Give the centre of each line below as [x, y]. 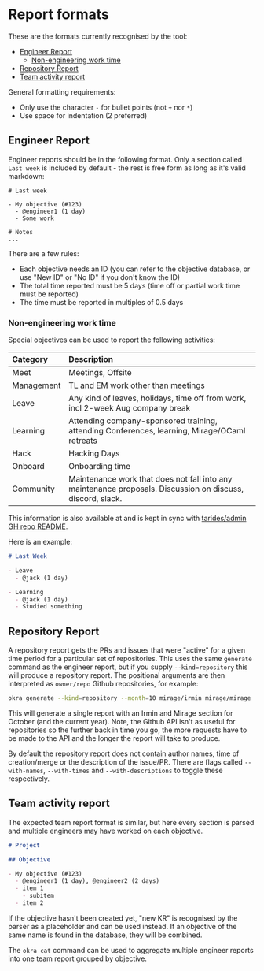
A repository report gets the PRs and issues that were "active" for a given [127, 650]
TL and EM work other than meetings [137, 385]
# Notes [21, 232]
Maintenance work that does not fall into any [151, 479]
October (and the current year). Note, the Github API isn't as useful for [122, 721]
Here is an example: [40, 542]
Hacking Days [94, 453]
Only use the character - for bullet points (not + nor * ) [106, 107]
